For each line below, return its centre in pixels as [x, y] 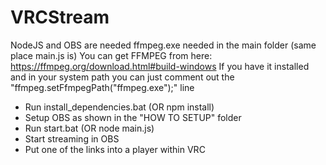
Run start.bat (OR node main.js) [89, 128]
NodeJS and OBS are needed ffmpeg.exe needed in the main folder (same [163, 45]
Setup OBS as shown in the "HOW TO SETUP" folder [133, 117]
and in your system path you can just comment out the [122, 77]
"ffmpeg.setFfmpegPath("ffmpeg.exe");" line [102, 87]
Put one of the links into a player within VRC [115, 149]
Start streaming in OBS [72, 138]
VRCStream [60, 17]
